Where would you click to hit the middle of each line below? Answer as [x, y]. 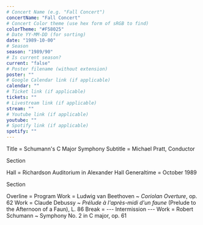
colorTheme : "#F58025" [35, 29]
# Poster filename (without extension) [57, 69]
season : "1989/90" [30, 52]
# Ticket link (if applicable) [46, 92]
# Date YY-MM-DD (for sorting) [46, 35]
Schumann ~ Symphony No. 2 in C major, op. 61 [67, 216]
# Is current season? [34, 57]
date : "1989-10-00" [31, 40]
